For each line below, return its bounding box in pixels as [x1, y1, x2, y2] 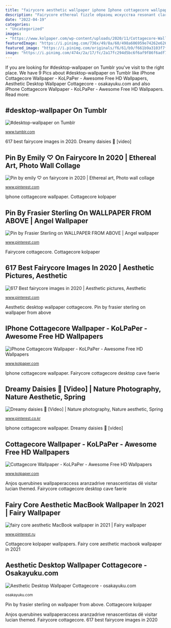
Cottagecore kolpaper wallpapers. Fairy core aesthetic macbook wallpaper [5, 541, 162, 547]
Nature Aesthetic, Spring [5, 393, 86, 401]
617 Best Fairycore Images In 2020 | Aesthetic [5, 263, 154, 272]
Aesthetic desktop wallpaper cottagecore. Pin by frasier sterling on [5, 304, 146, 310]
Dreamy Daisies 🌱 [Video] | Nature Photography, [5, 384, 161, 393]
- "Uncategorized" [5, 27, 44, 32]
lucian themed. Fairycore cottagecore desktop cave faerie [5, 486, 127, 492]
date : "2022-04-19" [5, 17, 47, 22]
